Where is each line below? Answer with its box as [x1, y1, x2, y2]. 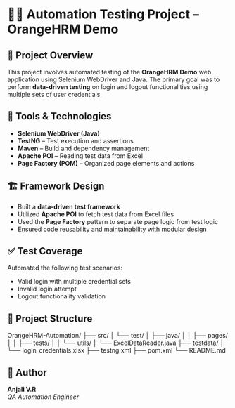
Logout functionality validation [17, 292, 106, 301]
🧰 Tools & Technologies [7, 110, 112, 122]
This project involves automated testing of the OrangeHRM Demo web [7, 68, 212, 76]
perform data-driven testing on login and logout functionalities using [7, 83, 208, 91]
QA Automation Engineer [7, 393, 80, 401]
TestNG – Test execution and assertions [17, 136, 134, 145]
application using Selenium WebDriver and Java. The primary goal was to [7, 75, 220, 84]
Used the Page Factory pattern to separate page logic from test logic [17, 217, 219, 225]
